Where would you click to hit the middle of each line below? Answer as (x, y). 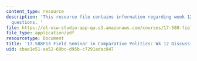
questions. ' (27, 22)
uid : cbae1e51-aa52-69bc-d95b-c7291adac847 (60, 49)
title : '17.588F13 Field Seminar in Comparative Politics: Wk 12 (87, 44)
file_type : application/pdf (40, 33)
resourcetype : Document (35, 38)
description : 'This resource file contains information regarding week (95, 17)
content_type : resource (35, 11)
